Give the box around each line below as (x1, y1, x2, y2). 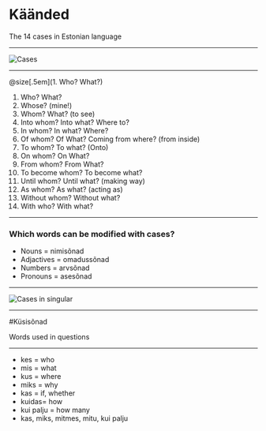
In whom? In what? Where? (20, 126, 109, 135)
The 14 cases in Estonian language (9, 32, 122, 41)
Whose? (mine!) (20, 100, 73, 110)
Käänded (9, 6, 70, 24)
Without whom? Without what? (20, 193, 121, 202)
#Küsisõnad (9, 317, 48, 327)
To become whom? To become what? (20, 167, 143, 177)
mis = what (20, 363, 58, 373)
